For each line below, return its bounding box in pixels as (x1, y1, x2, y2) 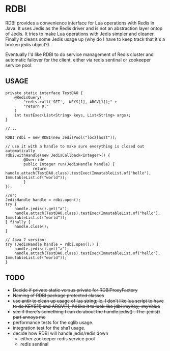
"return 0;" (23, 104, 49, 109)
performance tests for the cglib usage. (12, 319, 94, 326)
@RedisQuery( (14, 95, 42, 100)
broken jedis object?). (5, 41, 51, 47)
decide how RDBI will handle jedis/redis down (12, 330, 108, 336)
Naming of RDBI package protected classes (12, 292, 104, 298)
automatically (5, 148, 36, 153)
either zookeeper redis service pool (20, 335, 95, 341)
